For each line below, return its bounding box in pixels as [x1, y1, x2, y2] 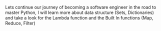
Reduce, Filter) [5, 20, 36, 26]
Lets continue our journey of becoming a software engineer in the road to [5, 4, 156, 10]
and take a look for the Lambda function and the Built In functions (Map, [5, 15, 153, 20]
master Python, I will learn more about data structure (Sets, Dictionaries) [5, 9, 154, 15]
